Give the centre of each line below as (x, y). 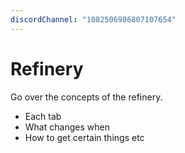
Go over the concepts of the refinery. (86, 97)
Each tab (43, 116)
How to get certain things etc (84, 137)
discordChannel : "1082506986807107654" (93, 19)
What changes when (67, 127)
